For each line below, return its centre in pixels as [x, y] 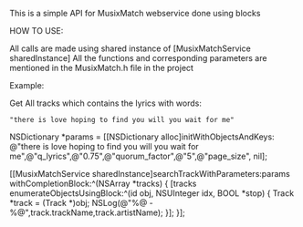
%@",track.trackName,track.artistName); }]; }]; [97, 212]
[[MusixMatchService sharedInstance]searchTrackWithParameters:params [150, 174]
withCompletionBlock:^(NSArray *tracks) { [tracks [103, 183]
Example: [27, 85]
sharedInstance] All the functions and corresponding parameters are [138, 58]
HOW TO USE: [37, 31]
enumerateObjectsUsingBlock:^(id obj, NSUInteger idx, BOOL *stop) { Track [152, 193]
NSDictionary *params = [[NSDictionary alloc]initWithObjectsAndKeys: [142, 137]
